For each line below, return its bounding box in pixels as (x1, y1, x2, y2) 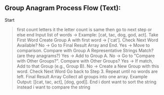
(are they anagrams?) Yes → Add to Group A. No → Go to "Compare (16, 53, 155, 59)
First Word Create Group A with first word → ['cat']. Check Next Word (16, 37, 159, 43)
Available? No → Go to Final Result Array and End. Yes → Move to (16, 42, 150, 48)
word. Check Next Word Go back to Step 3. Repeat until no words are (16, 68, 158, 74)
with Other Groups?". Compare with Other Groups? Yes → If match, (16, 58, 154, 63)
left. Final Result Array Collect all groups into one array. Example (16, 73, 148, 79)
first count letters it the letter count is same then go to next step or (16, 27, 152, 32)
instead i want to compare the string (16, 84, 91, 90)
